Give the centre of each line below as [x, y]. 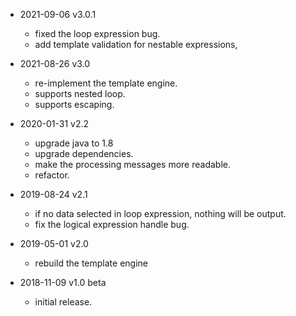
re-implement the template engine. [106, 83]
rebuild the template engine [91, 263]
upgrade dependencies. [84, 153]
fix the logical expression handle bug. [112, 224]
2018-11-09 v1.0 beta [63, 282]
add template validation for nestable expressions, [136, 44]
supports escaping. [74, 104]
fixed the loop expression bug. [97, 33]
